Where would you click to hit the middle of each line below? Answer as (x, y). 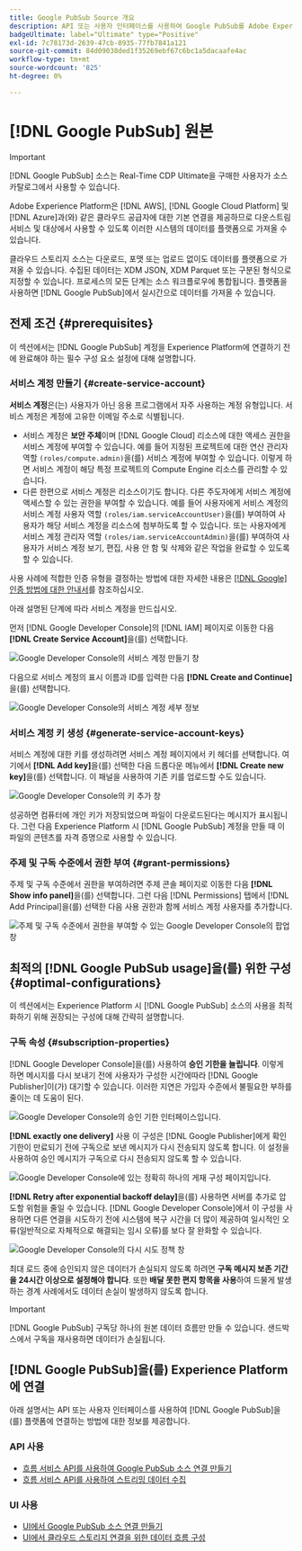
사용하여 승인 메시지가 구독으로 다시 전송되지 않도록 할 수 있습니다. (125, 1158)
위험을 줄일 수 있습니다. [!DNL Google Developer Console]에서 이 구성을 (155, 1207)
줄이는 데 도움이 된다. (46, 1098)
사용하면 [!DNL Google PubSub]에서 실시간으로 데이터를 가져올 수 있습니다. (142, 292)
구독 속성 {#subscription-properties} (90, 1043)
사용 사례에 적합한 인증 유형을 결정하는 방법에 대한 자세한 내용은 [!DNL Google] (148, 578)
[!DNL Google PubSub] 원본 (111, 131)
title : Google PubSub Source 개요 (72, 18)
